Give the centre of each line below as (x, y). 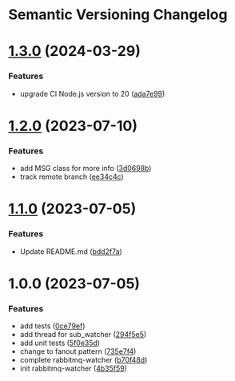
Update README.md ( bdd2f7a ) (71, 251)
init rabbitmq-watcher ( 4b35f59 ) (74, 368)
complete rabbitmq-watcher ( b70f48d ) (84, 360)
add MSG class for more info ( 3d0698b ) (86, 169)
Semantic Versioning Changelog (118, 15)
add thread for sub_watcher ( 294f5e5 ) (83, 335)
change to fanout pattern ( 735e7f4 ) (78, 351)
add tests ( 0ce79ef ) (52, 326)
